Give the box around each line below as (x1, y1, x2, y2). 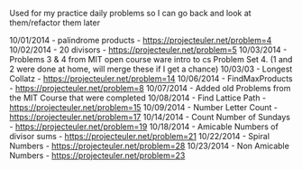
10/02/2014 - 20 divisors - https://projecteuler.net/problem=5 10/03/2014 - (9, 44, 288, 55)
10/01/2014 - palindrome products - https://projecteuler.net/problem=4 (9, 35, 272, 45)
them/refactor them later (9, 17, 101, 28)
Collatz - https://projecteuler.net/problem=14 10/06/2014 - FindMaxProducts (9, 73, 293, 84)
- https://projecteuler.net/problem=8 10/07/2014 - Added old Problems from (9, 83, 291, 93)
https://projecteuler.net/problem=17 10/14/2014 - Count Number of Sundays (9, 112, 291, 122)
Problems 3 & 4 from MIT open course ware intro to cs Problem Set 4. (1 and (9, 54, 293, 64)
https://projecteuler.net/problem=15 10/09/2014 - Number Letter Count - (9, 102, 278, 112)
